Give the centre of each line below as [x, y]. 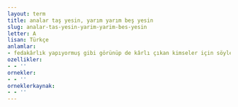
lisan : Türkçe [28, 40]
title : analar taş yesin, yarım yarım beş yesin [80, 20]
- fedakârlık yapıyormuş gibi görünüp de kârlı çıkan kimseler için [110, 53]
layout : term [27, 14]
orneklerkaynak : [31, 86]
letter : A [22, 33]
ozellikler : [25, 60]
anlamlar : [22, 46]
